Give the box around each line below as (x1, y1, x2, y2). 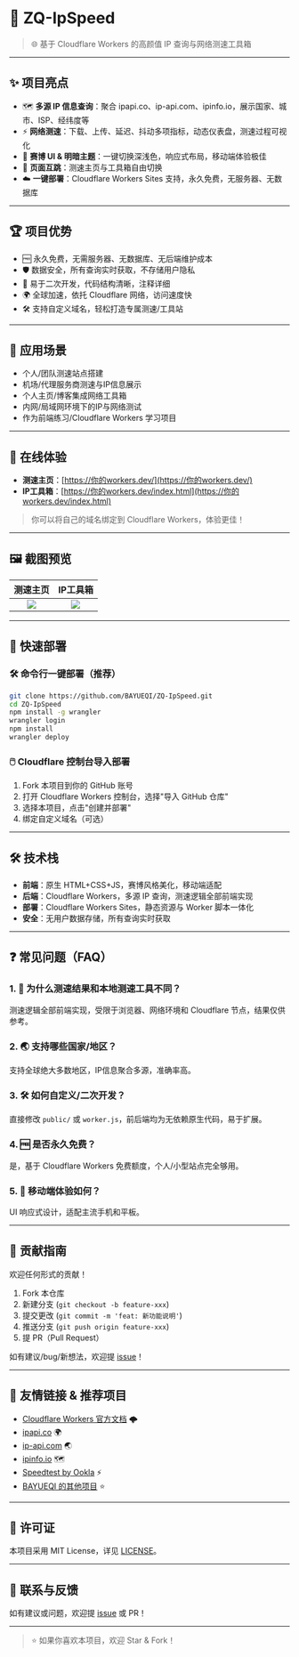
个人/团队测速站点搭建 (21, 368, 104, 379)
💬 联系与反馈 (9, 1582, 78, 1597)
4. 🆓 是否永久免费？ (9, 1138, 96, 1151)
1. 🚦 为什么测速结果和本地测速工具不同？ (9, 982, 182, 995)
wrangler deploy (9, 733, 69, 742)
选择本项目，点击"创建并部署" (21, 803, 132, 813)
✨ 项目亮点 (9, 76, 69, 91)
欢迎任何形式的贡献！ (9, 1268, 87, 1280)
